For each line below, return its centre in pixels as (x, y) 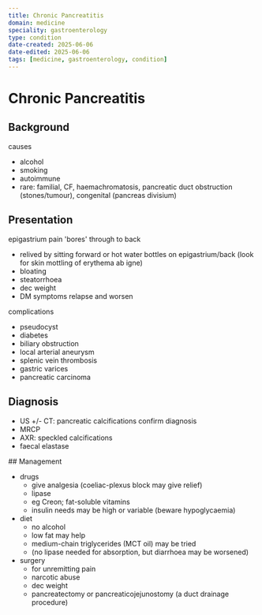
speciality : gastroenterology (58, 30)
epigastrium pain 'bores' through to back (75, 239)
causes (20, 146)
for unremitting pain (64, 568)
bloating (33, 271)
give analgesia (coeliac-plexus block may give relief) (117, 485)
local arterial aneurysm (57, 352)
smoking (34, 170)
